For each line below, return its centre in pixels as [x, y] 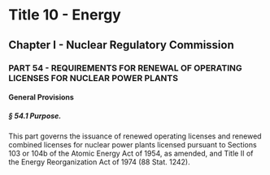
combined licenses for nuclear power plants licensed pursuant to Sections [133, 145]
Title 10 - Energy [65, 15]
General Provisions [41, 97]
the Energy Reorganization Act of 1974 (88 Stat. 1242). [99, 162]
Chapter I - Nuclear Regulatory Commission [121, 45]
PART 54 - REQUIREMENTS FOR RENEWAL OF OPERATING [125, 68]
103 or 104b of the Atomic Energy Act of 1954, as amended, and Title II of [131, 154]
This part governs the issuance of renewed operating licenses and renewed [135, 136]
